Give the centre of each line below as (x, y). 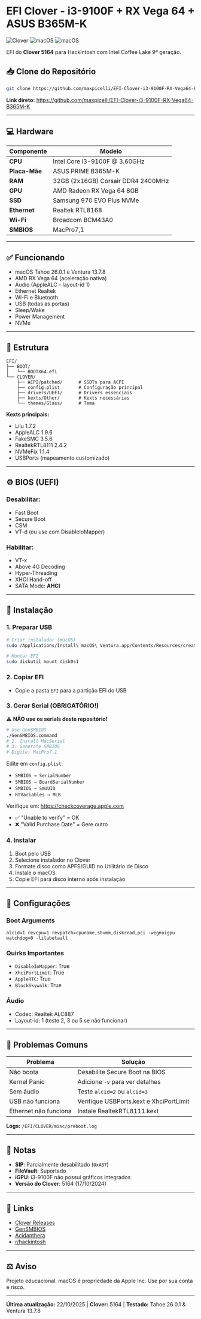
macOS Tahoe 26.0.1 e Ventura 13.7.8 (60, 272)
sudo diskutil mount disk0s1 (42, 662)
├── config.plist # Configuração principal (80, 388)
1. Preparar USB (29, 627)
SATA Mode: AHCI (37, 586)
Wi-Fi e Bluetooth (36, 298)
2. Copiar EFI (25, 678)
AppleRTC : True (33, 979)
